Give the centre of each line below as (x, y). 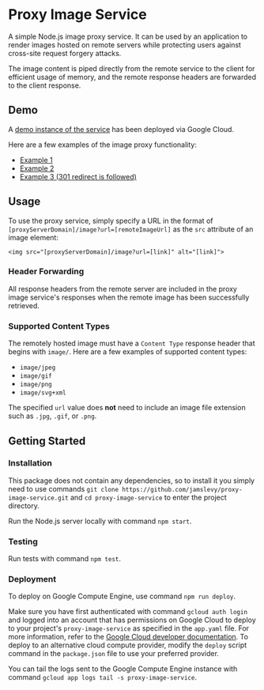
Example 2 (37, 168)
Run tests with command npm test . (64, 559)
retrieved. (24, 305)
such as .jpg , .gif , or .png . (53, 416)
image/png (36, 385)
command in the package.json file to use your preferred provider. (114, 654)
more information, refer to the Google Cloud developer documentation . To (128, 637)
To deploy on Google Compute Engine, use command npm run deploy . (122, 596)
